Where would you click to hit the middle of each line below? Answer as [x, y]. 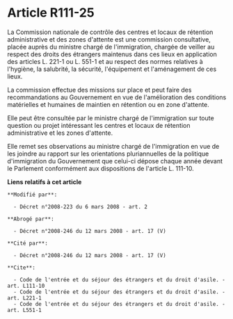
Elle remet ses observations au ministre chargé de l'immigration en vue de [113, 146]
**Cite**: [22, 268]
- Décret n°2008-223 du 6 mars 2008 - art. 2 [81, 206]
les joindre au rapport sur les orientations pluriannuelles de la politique [108, 154]
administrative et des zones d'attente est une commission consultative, [109, 39]
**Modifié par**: [32, 195]
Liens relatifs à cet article [45, 181]
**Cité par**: [28, 243]
